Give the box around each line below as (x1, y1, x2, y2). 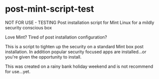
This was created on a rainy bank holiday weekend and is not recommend (5, 63, 154, 69)
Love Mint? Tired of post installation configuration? (5, 34, 107, 40)
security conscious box (5, 24, 52, 30)
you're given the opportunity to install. (5, 54, 82, 59)
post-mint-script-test (5, 3, 94, 15)
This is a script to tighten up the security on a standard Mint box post (5, 43, 144, 49)
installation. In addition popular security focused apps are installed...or (5, 49, 146, 55)
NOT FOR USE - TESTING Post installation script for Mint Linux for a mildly (5, 20, 155, 25)
